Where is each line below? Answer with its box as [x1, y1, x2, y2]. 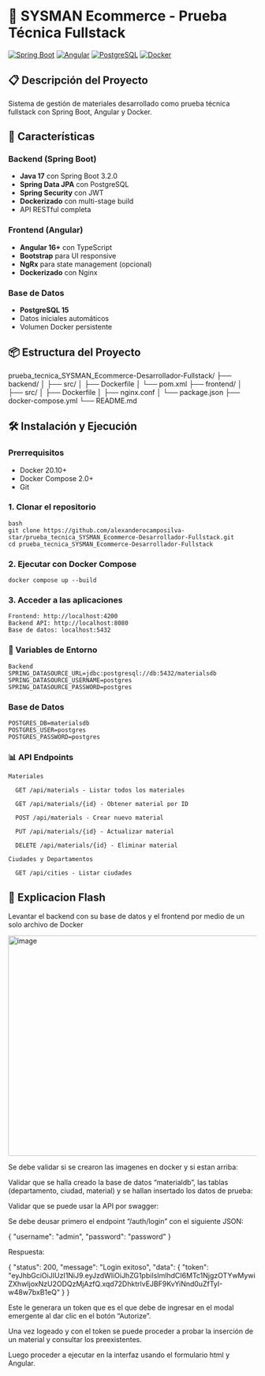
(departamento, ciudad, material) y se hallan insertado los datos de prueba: [8, 1186, 253, 1195]
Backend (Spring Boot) [8, 154, 97, 165]
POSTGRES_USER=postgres [8, 726, 87, 734]
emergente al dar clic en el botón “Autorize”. [8, 1311, 151, 1321]
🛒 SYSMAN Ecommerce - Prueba [8, 7, 227, 25]
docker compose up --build [8, 576, 97, 584]
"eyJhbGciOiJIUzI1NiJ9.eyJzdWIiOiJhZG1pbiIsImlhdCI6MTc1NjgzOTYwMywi [8, 1271, 256, 1281]
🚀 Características [8, 130, 95, 144]
